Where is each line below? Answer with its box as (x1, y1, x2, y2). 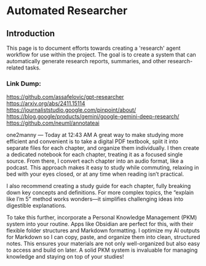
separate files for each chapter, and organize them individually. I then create (6, 144, 200, 152)
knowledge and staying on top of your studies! (6, 253, 124, 260)
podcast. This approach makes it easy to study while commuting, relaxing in (6, 164, 199, 171)
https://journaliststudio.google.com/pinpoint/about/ (6, 106, 137, 114)
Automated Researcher (6, 4, 128, 18)
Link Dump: (6, 79, 41, 88)
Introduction (6, 28, 55, 39)
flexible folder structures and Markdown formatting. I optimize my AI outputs (6, 227, 200, 234)
